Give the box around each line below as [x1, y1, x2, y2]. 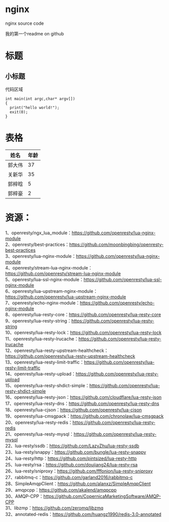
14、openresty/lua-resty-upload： [5, 371, 76, 377]
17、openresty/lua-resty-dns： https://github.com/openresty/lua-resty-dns [5, 400, 159, 406]
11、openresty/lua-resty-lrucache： [5, 336, 79, 342]
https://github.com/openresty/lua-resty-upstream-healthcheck [5, 353, 135, 359]
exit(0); [10, 110, 28, 115]
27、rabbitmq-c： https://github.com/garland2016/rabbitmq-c [5, 474, 133, 480]
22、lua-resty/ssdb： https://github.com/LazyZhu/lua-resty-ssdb [5, 443, 139, 449]
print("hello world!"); [10, 105, 59, 110]
